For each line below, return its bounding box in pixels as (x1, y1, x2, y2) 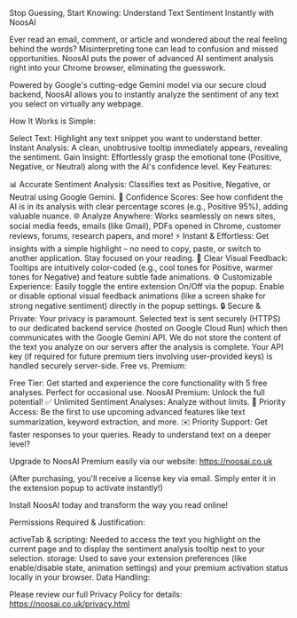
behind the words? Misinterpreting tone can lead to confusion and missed (9, 44, 279, 54)
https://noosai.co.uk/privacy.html (9, 598, 130, 609)
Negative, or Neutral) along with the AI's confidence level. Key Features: (9, 162, 273, 171)
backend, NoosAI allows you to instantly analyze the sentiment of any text (9, 89, 279, 99)
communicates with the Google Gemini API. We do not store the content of (9, 332, 282, 343)
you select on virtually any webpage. (9, 99, 144, 109)
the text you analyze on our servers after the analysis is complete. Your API (9, 342, 284, 352)
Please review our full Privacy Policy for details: (9, 590, 183, 599)
